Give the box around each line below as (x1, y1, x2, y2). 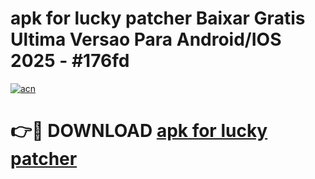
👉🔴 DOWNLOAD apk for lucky (10, 120, 268, 142)
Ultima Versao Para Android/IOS (10, 28, 282, 51)
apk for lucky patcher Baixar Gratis (10, 7, 306, 30)
